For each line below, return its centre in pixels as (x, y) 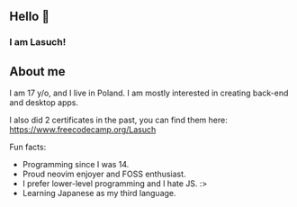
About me (37, 72)
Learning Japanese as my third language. (99, 193)
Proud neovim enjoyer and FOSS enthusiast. (104, 174)
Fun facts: (28, 147)
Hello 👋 (30, 17)
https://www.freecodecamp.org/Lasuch (83, 130)
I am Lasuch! (38, 42)
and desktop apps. (44, 103)
